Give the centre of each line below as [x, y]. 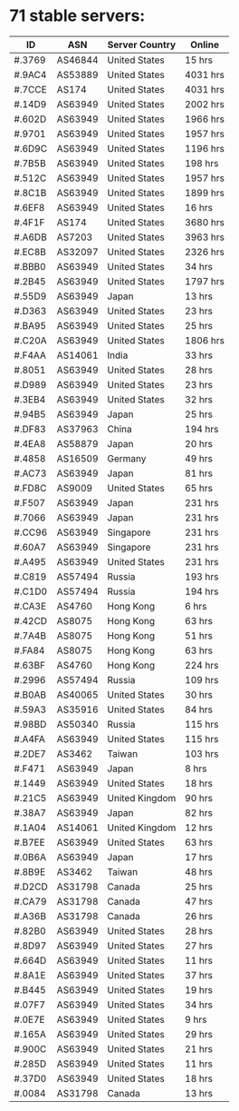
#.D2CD [31, 887]
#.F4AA [30, 355]
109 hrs [202, 679]
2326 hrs [205, 252]
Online [205, 45]
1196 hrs [205, 148]
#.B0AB [30, 694]
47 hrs [199, 901]
